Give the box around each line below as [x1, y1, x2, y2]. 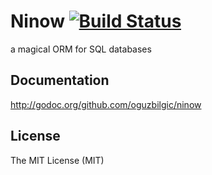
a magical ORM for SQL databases [10, 43, 152, 55]
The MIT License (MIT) [10, 154, 105, 166]
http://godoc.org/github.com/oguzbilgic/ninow [10, 98, 202, 110]
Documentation [10, 72, 110, 89]
